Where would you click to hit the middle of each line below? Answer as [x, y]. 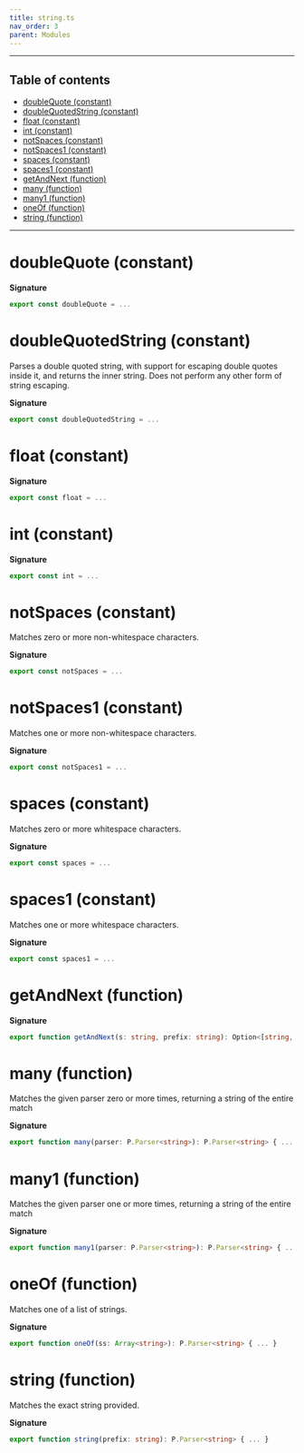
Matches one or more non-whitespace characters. [103, 733]
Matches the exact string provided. [75, 1405]
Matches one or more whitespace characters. [94, 924]
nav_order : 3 [34, 26]
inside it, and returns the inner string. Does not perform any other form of [146, 375]
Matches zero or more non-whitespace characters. [104, 637]
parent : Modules [40, 34]
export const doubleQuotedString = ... [85, 419]
